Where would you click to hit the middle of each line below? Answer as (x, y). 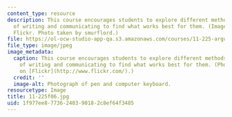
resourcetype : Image (37, 90)
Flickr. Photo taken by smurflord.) (66, 33)
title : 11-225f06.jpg (38, 97)
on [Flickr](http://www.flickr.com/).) (77, 71)
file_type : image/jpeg (40, 45)
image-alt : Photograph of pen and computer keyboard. (92, 84)
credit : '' (29, 77)
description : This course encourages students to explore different (108, 20)
